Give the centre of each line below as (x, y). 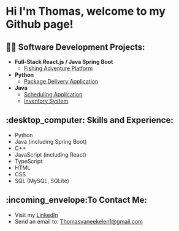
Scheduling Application (53, 94)
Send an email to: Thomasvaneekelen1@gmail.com (79, 221)
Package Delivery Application (61, 81)
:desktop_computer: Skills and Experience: (90, 120)
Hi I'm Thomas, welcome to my (86, 11)
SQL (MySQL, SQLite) (42, 181)
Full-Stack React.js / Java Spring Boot (64, 62)
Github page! (40, 24)
